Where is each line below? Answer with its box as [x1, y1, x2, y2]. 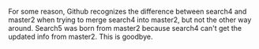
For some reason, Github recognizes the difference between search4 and [8, 7, 247, 16]
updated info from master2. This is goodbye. [8, 32, 153, 41]
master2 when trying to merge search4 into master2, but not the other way [8, 15, 252, 24]
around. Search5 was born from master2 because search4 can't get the [8, 24, 242, 32]
